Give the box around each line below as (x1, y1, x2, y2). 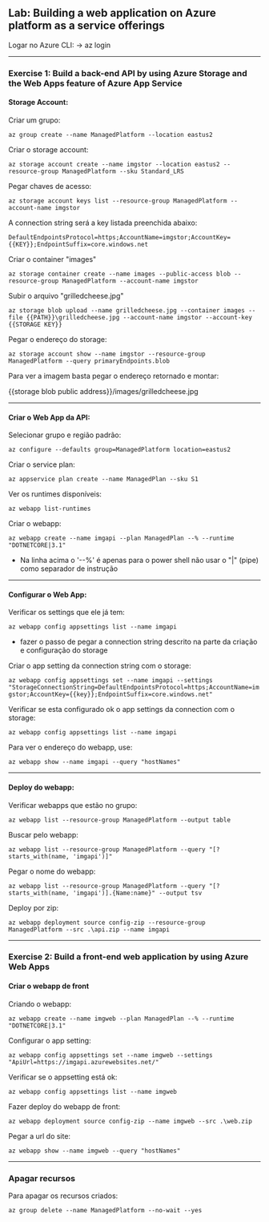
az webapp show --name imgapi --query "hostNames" (8, 758, 181, 766)
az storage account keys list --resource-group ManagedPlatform (8, 196, 227, 205)
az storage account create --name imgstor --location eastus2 (8, 160, 220, 168)
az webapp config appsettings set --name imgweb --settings (8, 1051, 214, 1059)
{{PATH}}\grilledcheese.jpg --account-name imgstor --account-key (26, 313, 252, 321)
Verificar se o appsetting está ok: (8, 1072, 118, 1082)
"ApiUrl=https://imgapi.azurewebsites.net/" (8, 1058, 159, 1066)
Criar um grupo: (8, 115, 61, 125)
